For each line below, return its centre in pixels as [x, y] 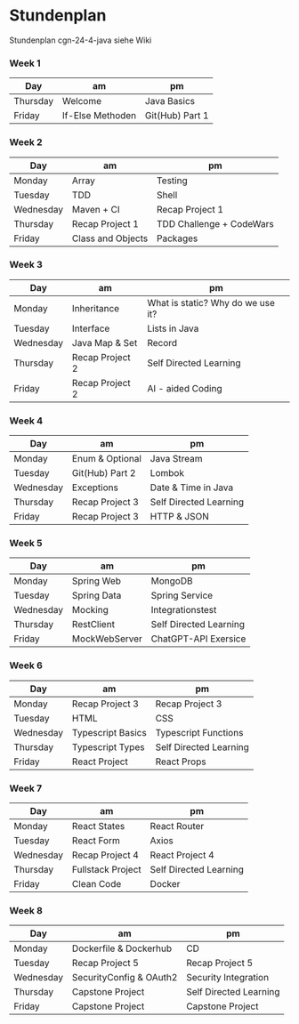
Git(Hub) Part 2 [104, 473]
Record [162, 343]
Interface [91, 328]
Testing [173, 181]
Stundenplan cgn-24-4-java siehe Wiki [81, 40]
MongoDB [172, 581]
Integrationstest [184, 610]
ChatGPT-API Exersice [198, 639]
